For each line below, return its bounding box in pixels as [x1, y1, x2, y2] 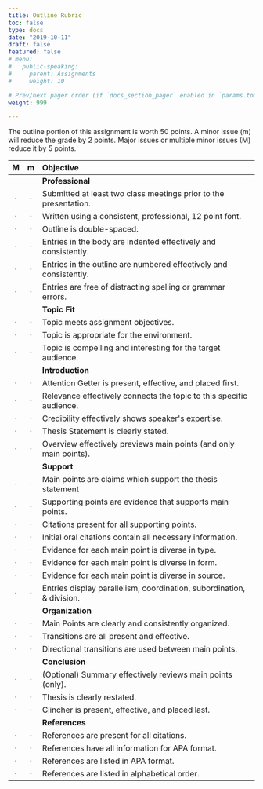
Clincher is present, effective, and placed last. [41, 704, 211, 715]
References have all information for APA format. [41, 743, 217, 754]
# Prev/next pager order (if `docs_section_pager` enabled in [8, 91, 215, 99]
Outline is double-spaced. [41, 224, 139, 235]
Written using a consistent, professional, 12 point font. [41, 211, 241, 222]
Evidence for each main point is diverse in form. [41, 557, 218, 568]
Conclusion [41, 656, 86, 667]
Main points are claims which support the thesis [41, 474, 218, 485]
